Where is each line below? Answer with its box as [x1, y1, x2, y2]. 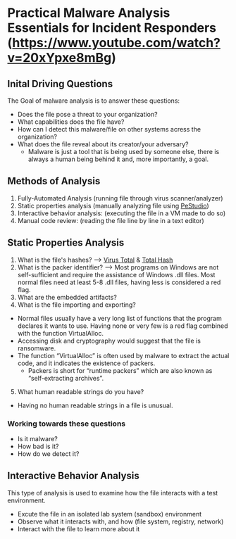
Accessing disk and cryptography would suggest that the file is [17, 336, 201, 345]
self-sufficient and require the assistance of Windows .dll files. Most [17, 270, 216, 279]
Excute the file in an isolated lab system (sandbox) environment [17, 509, 202, 518]
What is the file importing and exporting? [17, 300, 136, 309]
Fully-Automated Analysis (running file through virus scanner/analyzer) [17, 194, 223, 202]
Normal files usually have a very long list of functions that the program [17, 314, 222, 322]
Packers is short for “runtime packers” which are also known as [27, 366, 213, 374]
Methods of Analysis [7, 175, 101, 187]
